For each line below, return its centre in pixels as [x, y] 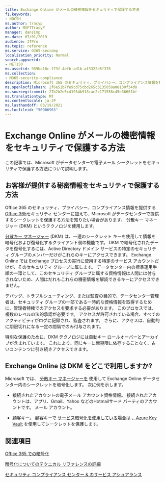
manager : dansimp [23, 32]
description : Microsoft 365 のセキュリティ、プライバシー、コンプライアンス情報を [82, 82]
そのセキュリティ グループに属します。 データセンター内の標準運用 [85, 267]
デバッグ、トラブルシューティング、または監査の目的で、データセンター [78, 296]
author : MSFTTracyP [25, 28]
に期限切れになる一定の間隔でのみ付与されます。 [55, 326]
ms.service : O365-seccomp [31, 51]
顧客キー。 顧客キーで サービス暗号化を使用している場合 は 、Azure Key [84, 418]
